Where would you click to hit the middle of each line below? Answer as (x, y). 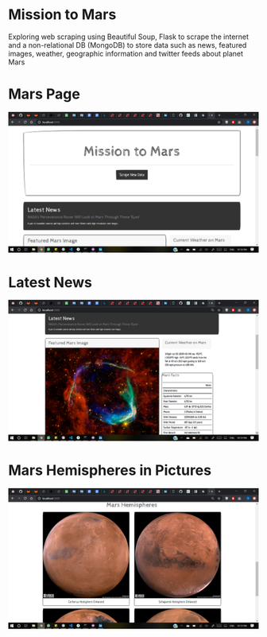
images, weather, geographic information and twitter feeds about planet (126, 53)
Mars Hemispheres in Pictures (110, 470)
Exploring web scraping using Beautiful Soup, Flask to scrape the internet (128, 37)
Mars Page (44, 94)
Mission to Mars (62, 15)
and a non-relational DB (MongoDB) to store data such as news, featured (128, 45)
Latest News (50, 282)
